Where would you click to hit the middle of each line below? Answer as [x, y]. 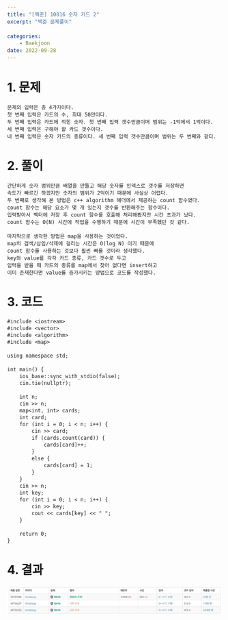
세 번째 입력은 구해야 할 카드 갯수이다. [55, 129]
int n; [29, 397]
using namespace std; [38, 356]
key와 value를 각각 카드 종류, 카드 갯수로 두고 [67, 258]
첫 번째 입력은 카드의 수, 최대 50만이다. [57, 114]
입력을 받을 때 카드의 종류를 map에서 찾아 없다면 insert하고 [82, 265]
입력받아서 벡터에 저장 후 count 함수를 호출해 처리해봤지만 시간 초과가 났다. [102, 215]
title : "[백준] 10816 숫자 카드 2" [53, 14]
